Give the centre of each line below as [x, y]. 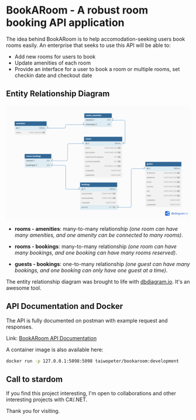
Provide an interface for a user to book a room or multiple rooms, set [97, 69]
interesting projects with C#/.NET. [47, 399]
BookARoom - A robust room [77, 10]
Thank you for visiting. [33, 411]
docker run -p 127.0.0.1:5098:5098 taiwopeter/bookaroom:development [93, 361]
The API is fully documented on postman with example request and [87, 320]
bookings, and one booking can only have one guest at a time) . [91, 270]
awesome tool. [24, 288]
